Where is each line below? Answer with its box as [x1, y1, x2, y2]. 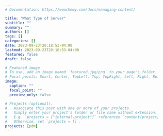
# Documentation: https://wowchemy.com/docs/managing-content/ [5, 7, 136, 12]
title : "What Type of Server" [5, 16, 66, 21]
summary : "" [5, 25, 29, 30]
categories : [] [5, 38, 36, 44]
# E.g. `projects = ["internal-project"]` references [5, 115, 120, 119]
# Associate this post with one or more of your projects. [5, 105, 131, 111]
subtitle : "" [5, 20, 32, 25]
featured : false [5, 52, 38, 57]
